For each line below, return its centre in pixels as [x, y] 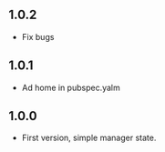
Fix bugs [38, 36]
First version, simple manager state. [89, 138]
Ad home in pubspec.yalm [71, 87]
